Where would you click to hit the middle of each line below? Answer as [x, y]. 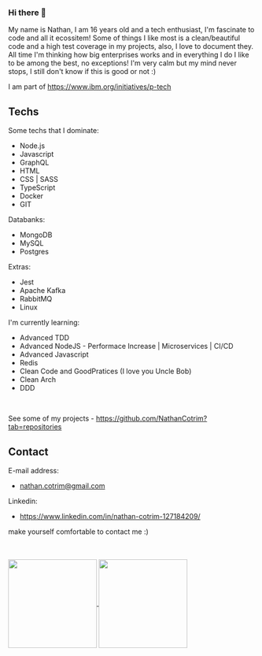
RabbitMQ [36, 299]
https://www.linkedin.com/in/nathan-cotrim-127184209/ [110, 516]
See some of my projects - [51, 419]
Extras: [20, 267]
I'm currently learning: [44, 323]
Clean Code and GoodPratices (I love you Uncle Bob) [105, 371]
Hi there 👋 [28, 13]
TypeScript [37, 187]
